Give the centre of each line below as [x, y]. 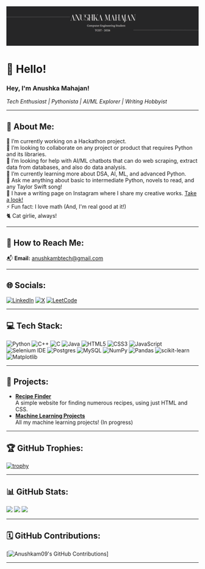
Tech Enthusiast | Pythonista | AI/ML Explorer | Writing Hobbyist [87, 102]
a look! [15, 200]
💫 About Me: [31, 126]
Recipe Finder [33, 396]
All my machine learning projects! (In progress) [74, 422]
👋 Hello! [27, 69]
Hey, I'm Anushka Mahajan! [48, 88]
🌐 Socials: [26, 285]
